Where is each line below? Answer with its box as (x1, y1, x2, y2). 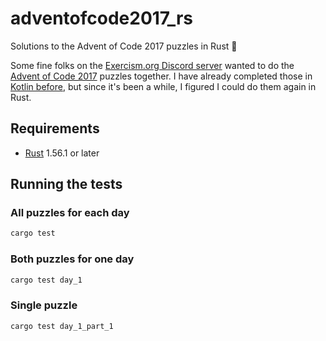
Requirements (10, 120, 100, 137)
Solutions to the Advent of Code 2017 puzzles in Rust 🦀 (10, 40, 238, 52)
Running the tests (10, 176, 123, 193)
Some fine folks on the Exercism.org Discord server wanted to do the (10, 59, 295, 71)
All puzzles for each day (10, 206, 130, 220)
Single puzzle (10, 298, 78, 312)
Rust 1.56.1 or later (24, 147, 100, 159)
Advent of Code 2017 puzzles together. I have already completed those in (10, 70, 313, 82)
